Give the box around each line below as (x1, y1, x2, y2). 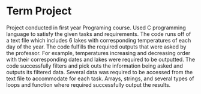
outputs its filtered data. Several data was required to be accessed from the (6, 68, 193, 75)
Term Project (6, 4, 72, 18)
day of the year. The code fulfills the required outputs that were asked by (6, 43, 187, 50)
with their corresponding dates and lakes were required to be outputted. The (6, 56, 196, 63)
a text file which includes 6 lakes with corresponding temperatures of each (6, 37, 191, 44)
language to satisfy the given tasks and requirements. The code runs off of (6, 30, 191, 37)
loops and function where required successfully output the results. (6, 81, 171, 88)
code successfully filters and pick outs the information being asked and (6, 62, 183, 69)
